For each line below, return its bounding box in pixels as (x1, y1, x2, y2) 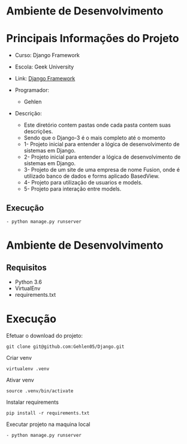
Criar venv (6, 354, 32, 361)
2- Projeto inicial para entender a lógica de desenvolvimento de (23, 153, 181, 160)
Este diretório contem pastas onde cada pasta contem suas (23, 121, 171, 129)
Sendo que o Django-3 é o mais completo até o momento (23, 134, 166, 142)
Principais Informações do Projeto (6, 32, 179, 46)
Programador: (14, 87, 50, 94)
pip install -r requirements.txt (6, 410, 90, 416)
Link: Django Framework (14, 75, 76, 82)
